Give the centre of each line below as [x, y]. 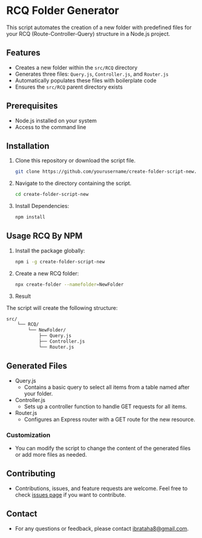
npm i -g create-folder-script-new [60, 261]
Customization [28, 435]
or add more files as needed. [51, 454]
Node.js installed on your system [56, 120]
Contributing [31, 474]
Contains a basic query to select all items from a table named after [107, 387]
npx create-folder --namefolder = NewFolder [69, 284]
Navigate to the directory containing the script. [73, 183]
